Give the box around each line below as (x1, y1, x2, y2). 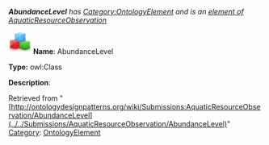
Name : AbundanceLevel (32, 47, 114, 56)
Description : (8, 78, 51, 87)
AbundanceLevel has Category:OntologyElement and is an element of (8, 7, 244, 16)
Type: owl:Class (8, 62, 62, 72)
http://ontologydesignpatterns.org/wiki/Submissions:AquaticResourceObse (11, 102, 261, 111)
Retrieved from (8, 93, 58, 103)
